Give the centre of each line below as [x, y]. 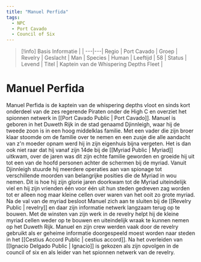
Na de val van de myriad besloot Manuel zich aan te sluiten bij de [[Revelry [99, 201]
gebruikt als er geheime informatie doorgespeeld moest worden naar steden [101, 233]
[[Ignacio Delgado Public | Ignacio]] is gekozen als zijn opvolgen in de [93, 246]
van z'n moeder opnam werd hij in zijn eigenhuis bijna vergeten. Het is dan [99, 144]
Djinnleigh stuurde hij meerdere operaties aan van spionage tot [84, 169]
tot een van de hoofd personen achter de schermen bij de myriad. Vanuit [96, 163]
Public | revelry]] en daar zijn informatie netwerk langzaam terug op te [93, 208]
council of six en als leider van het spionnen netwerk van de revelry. [91, 252]
